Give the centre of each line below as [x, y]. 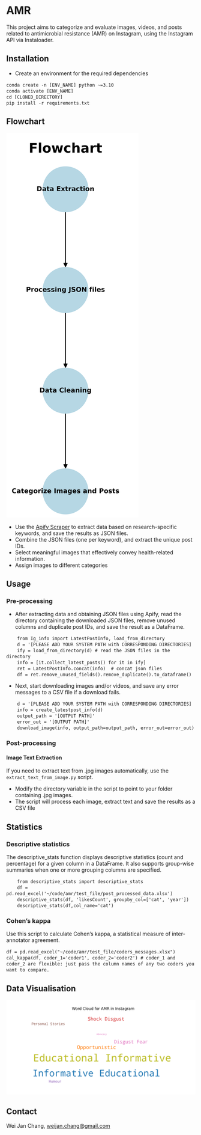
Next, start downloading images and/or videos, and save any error [97, 686]
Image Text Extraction [34, 757]
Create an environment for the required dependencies [82, 73]
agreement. [46, 940]
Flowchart [25, 122]
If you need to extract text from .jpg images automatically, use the [88, 771]
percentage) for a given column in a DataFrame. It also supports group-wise [100, 864]
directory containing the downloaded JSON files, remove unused [95, 620]
